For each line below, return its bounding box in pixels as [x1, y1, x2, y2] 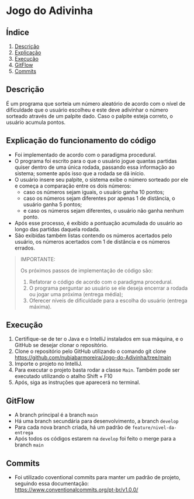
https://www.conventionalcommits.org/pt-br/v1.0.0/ [14, 486, 138, 493]
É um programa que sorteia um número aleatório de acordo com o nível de [6, 100, 186, 107]
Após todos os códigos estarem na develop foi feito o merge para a [14, 435, 176, 442]
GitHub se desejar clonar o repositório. [14, 342, 108, 349]
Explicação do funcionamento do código [6, 136, 157, 145]
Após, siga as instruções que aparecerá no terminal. [14, 379, 140, 386]
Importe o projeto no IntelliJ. [14, 361, 83, 368]
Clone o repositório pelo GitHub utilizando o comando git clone [14, 348, 167, 355]
